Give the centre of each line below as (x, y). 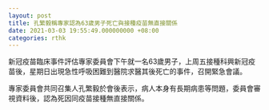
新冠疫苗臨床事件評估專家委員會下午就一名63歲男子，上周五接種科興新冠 (128, 61)
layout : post (30, 16)
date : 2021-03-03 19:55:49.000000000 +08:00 (84, 30)
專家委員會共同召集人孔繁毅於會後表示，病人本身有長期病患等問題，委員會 (131, 88)
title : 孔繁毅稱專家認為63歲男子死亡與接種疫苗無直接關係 (93, 23)
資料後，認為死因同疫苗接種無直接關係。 (82, 98)
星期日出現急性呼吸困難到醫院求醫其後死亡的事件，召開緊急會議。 (138, 72)
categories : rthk (37, 38)
